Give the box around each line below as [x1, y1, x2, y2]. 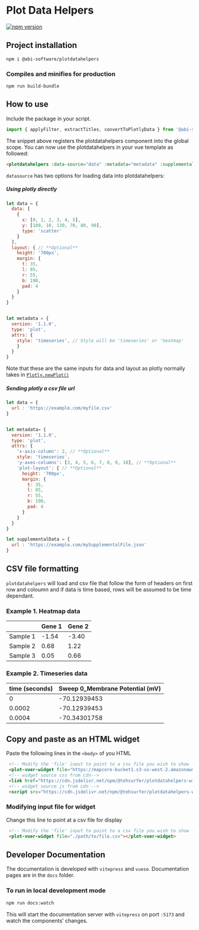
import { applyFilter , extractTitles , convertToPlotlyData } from [6, 126, 174, 132]
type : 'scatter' [21, 228, 62, 234]
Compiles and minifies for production [6, 69, 115, 78]
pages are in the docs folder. [6, 872, 75, 879]
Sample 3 [9, 651, 36, 660]
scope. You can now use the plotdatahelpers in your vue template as [6, 143, 174, 151]
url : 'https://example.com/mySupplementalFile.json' [11, 542, 147, 548]
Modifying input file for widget [6, 803, 96, 811]
